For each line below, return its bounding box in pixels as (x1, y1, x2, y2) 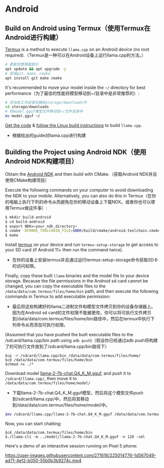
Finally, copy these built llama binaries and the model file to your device (5, 273, 149, 279)
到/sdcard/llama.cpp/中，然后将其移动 (12, 396, 89, 402)
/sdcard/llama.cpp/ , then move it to (5, 376, 77, 382)
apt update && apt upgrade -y (5, 66, 67, 71)
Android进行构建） (5, 33, 62, 41)
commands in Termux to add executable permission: (5, 294, 111, 300)
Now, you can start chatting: (5, 421, 62, 427)
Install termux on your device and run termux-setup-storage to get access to (5, 242, 159, 247)
